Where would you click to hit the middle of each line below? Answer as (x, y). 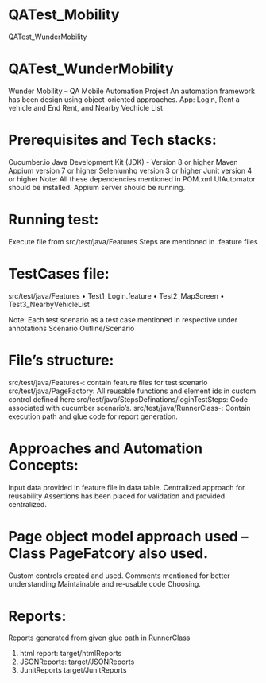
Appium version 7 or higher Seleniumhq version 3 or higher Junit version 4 (130, 170)
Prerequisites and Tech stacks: (112, 140)
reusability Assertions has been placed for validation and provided (117, 496)
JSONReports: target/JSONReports (77, 662)
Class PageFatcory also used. (108, 553)
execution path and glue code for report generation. (93, 416)
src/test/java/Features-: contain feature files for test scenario (108, 382)
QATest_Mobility (64, 15)
